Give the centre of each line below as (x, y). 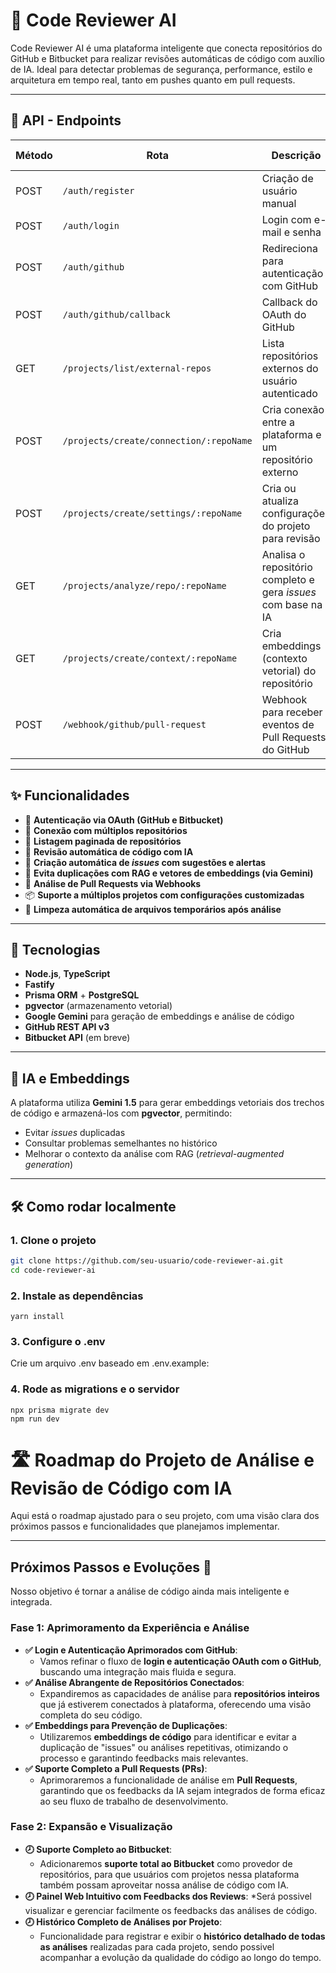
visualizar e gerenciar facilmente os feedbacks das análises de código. (171, 1910)
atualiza (280, 501)
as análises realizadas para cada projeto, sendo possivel (157, 1946)
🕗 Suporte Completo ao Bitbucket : (98, 1849)
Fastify (39, 985)
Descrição (296, 155)
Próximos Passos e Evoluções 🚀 (111, 1567)
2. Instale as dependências (77, 1296)
